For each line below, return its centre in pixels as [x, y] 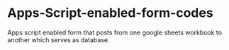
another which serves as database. [58, 39]
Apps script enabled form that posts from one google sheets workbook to [114, 32]
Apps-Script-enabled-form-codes [111, 13]
